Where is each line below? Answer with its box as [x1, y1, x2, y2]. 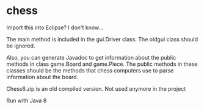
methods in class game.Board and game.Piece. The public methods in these [6, 60, 198, 68]
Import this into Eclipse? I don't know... [6, 24, 104, 31]
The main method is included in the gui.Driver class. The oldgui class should [6, 35, 199, 43]
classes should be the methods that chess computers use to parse [6, 66, 174, 74]
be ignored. [6, 42, 35, 49]
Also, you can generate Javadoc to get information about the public [6, 54, 177, 61]
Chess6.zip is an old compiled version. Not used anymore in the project [6, 85, 186, 92]
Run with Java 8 [6, 97, 47, 104]
